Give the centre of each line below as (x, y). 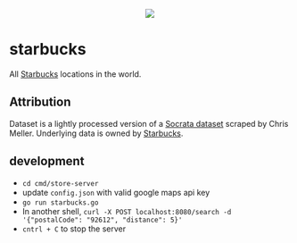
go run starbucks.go (60, 202)
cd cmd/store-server (60, 183)
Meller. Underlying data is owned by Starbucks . (96, 133)
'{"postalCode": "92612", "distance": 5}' (102, 220)
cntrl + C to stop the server (74, 229)
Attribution (40, 102)
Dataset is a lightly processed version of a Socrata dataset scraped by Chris (149, 123)
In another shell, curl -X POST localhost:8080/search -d (127, 211)
